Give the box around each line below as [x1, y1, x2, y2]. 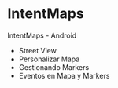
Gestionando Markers [18, 62, 90, 71]
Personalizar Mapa [18, 54, 80, 64]
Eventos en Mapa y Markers [18, 71, 110, 80]
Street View [18, 46, 57, 55]
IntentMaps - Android [7, 31, 77, 40]
